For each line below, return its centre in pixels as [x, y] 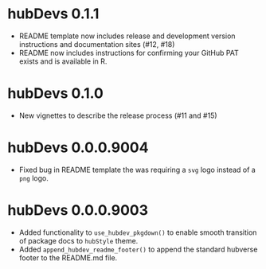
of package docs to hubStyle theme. [78, 240]
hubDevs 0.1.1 [53, 14]
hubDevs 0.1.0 [56, 94]
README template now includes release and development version [127, 36]
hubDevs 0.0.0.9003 [78, 210]
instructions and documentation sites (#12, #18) [97, 44]
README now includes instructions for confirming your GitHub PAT [129, 53]
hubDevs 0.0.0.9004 [78, 148]
